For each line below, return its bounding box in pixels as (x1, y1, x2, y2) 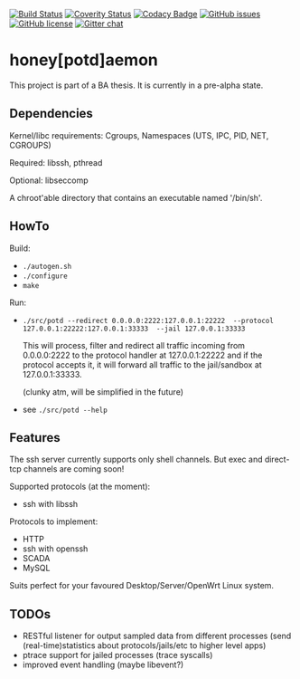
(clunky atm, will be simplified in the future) (22, 386, 183, 397)
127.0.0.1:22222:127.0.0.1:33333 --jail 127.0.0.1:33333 (22, 324, 246, 333)
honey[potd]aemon (9, 50, 158, 71)
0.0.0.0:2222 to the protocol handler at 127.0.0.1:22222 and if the (22, 349, 263, 360)
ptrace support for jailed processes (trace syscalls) (22, 650, 213, 661)
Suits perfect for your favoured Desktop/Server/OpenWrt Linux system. (9, 580, 274, 591)
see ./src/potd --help (22, 404, 108, 415)
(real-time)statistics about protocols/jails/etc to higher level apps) (22, 640, 267, 651)
